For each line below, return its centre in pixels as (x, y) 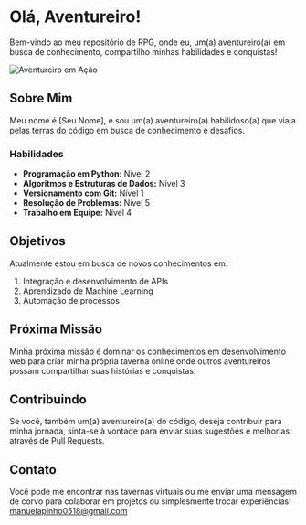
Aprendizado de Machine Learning (88, 291)
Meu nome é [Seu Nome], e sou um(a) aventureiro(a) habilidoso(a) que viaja (153, 120)
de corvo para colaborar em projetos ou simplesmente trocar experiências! (150, 501)
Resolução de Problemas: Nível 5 (86, 203)
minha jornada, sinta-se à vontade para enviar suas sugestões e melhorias (150, 431)
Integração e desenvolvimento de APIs (95, 281)
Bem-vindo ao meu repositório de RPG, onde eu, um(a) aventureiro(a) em (148, 42)
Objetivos (37, 241)
